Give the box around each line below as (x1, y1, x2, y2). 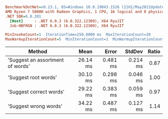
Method (28, 48, 47, 55)
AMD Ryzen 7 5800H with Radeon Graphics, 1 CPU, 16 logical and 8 (5, 9, 146, 14)
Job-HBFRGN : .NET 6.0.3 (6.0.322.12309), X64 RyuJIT (9, 23, 124, 28)
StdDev (124, 48, 143, 55)
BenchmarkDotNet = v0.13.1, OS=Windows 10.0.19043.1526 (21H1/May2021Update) (5, 4, 166, 9)
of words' (7, 63, 30, 70)
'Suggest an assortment (7, 56, 64, 63)
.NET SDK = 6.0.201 (5, 13, 41, 19)
